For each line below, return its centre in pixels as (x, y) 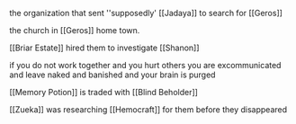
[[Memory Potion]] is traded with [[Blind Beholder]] (103, 92)
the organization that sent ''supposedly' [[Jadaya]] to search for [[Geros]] (146, 13)
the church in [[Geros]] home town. (75, 30)
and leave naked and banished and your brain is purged (112, 75)
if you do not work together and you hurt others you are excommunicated (145, 65)
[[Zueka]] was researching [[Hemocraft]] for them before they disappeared (148, 110)
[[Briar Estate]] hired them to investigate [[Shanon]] (104, 48)
